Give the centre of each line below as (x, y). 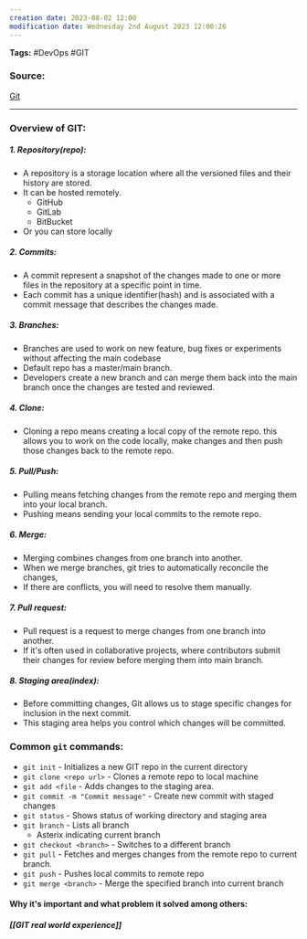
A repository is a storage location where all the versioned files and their (157, 173)
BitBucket (54, 221)
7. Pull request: (38, 607)
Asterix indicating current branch (99, 834)
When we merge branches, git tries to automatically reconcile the (146, 567)
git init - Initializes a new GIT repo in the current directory (135, 766)
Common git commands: (67, 747)
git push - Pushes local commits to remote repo (113, 873)
